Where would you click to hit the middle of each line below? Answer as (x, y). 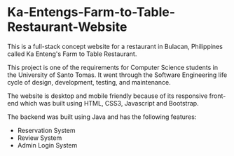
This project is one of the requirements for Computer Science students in (113, 67)
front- (218, 96)
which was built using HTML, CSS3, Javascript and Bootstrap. (109, 103)
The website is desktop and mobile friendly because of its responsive (108, 96)
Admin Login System (47, 145)
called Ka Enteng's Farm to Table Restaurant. (72, 54)
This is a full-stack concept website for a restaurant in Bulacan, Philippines (115, 46)
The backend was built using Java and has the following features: (102, 117)
